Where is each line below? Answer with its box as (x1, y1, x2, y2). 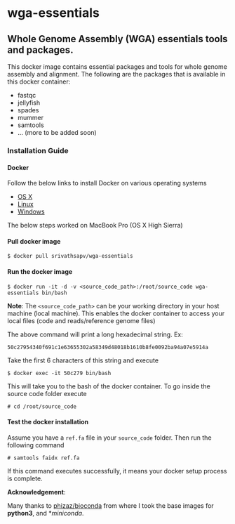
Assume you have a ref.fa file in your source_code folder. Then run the (7, 433, 212, 442)
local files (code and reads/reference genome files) (7, 316, 156, 325)
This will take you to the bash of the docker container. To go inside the (7, 381, 210, 391)
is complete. (7, 474, 43, 483)
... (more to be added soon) (17, 129, 97, 136)
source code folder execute (7, 389, 87, 398)
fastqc (17, 91, 36, 99)
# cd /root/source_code (7, 402, 77, 410)
